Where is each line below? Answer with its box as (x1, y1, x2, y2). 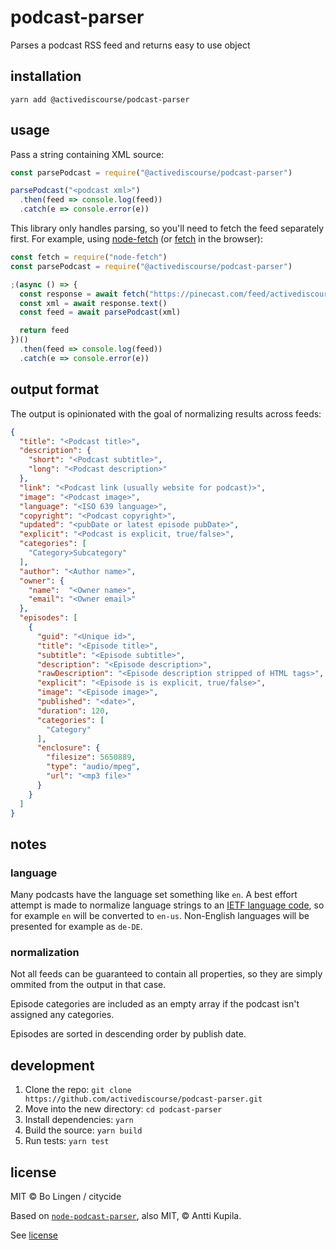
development (10, 1057, 95, 1074)
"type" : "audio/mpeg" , (46, 762, 141, 772)
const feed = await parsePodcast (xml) (19, 307, 182, 318)
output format (10, 381, 100, 398)
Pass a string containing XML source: (10, 148, 165, 160)
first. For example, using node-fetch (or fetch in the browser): (10, 233, 263, 245)
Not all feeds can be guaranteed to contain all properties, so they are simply (10, 968, 323, 980)
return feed (19, 326, 70, 336)
